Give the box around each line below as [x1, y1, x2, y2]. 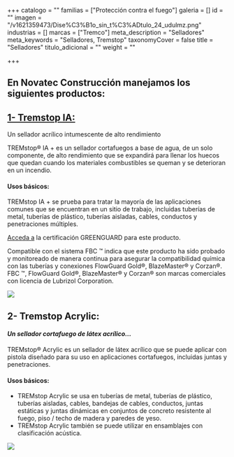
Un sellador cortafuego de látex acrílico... [7, 330, 131, 338]
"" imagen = [7, 13, 42, 22]
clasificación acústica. [17, 429, 82, 437]
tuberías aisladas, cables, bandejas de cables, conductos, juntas [17, 399, 204, 408]
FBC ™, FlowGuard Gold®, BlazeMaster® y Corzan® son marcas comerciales [7, 269, 226, 278]
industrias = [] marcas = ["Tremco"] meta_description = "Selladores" [7, 28, 205, 36]
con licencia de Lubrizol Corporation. [7, 276, 114, 286]
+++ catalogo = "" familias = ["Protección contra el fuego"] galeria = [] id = [7, 6, 224, 14]
